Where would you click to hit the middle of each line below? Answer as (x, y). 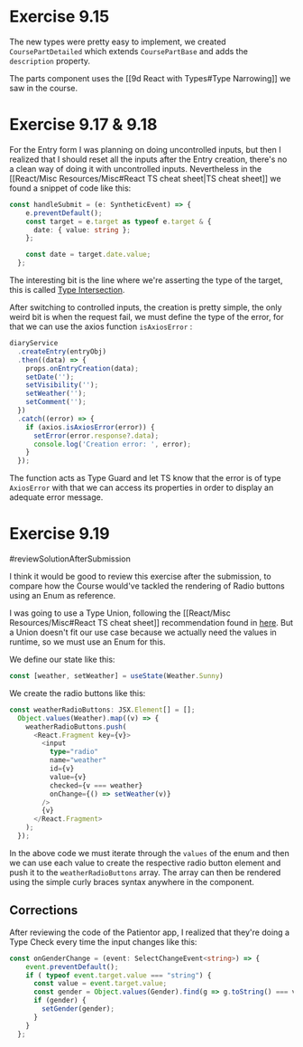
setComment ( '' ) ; (56, 402)
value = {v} (68, 777)
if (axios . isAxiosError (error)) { (90, 427)
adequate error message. (56, 497)
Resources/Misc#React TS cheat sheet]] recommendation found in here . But (151, 623)
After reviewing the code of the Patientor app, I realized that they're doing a (150, 932)
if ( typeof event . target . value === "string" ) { (119, 975)
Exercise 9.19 (60, 534)
